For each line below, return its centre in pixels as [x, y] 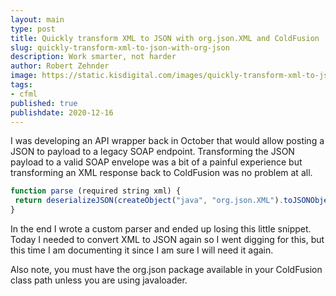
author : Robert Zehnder [60, 66]
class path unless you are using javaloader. [99, 280]
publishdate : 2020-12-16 [62, 112]
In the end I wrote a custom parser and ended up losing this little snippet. [161, 229]
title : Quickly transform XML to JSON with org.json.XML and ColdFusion [165, 38]
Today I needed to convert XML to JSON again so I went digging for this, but [167, 239]
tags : [21, 85]
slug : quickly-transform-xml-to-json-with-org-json [120, 47]
